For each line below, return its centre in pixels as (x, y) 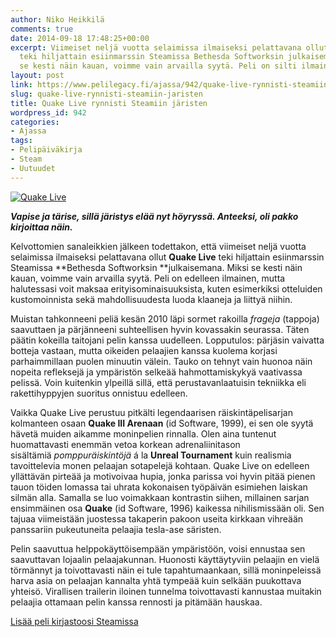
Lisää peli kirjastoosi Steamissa (74, 621)
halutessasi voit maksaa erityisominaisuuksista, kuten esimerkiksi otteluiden (166, 288)
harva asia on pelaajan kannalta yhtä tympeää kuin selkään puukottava (156, 580)
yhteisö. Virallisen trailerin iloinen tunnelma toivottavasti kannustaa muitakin (166, 591)
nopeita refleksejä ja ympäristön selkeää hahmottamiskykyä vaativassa (156, 372)
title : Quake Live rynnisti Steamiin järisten (109, 103)
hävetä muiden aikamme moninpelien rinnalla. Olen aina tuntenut (143, 433)
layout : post (37, 76)
